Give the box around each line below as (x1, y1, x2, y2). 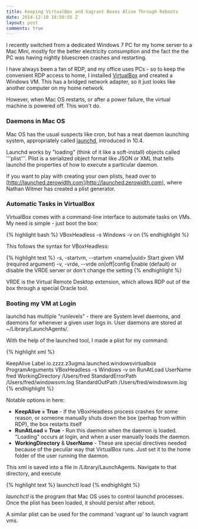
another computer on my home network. (6, 84, 105, 92)
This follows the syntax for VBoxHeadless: (6, 243, 109, 250)
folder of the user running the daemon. (14, 452, 109, 460)
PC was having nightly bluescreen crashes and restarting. (6, 54, 147, 61)
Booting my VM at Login (6, 299, 77, 307)
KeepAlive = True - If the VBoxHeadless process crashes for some (14, 408, 178, 415)
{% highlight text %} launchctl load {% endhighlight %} (6, 482, 141, 489)
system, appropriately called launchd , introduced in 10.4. (6, 137, 144, 144)
